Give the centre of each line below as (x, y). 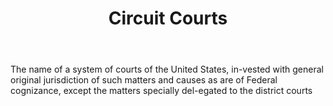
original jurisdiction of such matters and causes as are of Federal (144, 80)
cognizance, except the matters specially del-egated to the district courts (161, 91)
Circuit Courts (168, 18)
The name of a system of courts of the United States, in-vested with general (167, 69)
